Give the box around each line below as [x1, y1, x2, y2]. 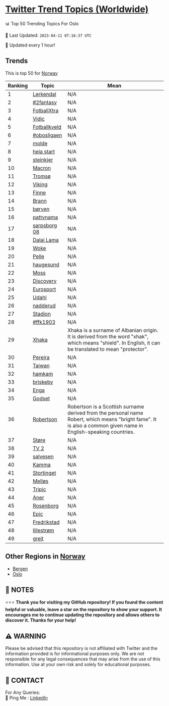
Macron [32, 164, 51, 171]
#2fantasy [32, 98, 57, 106]
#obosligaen [32, 131, 62, 138]
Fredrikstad [32, 519, 60, 526]
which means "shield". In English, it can [67, 339, 160, 346]
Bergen [12, 566, 28, 572]
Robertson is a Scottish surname [67, 403, 144, 410]
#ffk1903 [32, 318, 56, 325]
